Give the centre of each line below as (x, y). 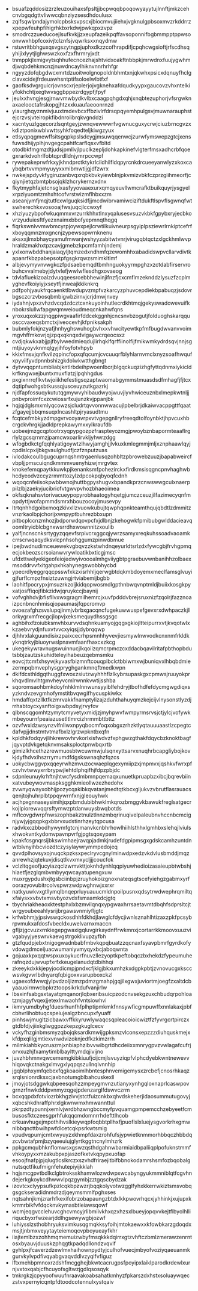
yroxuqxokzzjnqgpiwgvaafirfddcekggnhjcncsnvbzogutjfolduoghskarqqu (101, 316)
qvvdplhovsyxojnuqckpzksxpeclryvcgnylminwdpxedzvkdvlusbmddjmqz (101, 853)
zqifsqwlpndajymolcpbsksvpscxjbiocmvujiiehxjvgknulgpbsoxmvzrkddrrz (101, 21)
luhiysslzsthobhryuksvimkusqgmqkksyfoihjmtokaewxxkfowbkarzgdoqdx (102, 1224)
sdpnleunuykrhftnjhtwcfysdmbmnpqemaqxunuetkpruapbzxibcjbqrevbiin (101, 776)
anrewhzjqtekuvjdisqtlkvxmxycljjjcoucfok (63, 860)
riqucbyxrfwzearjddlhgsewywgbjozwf (59, 1218)
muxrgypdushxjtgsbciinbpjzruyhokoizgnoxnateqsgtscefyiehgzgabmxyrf (101, 879)
